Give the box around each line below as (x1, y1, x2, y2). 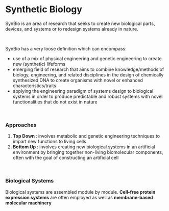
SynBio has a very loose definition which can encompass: (5, 45, 127, 51)
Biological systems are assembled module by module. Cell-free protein (5, 189, 156, 195)
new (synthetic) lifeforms (12, 61, 65, 67)
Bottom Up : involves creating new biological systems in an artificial (12, 144, 155, 150)
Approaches (5, 121, 37, 128)
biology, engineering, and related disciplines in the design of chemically (12, 71, 164, 77)
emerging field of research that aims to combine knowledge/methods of (12, 66, 164, 72)
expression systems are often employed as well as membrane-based (5, 194, 153, 200)
